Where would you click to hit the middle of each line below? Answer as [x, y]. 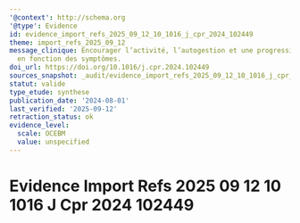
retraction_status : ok [51, 117]
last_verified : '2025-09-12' [63, 109]
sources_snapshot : [43, 76]
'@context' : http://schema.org [67, 17]
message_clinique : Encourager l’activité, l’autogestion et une [131, 51]
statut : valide [37, 84]
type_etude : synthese [50, 92]
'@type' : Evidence [43, 26]
